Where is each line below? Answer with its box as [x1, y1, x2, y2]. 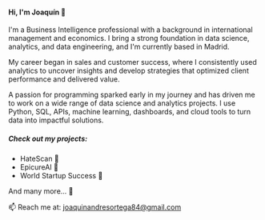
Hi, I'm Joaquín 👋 [8, 7, 66, 17]
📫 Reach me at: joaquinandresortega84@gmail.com [8, 202, 182, 212]
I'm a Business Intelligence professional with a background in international [8, 25, 254, 34]
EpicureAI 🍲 [19, 162, 58, 172]
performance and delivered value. [8, 74, 120, 84]
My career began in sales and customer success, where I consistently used [8, 58, 258, 67]
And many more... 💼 [8, 186, 74, 196]
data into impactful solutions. [8, 115, 104, 125]
